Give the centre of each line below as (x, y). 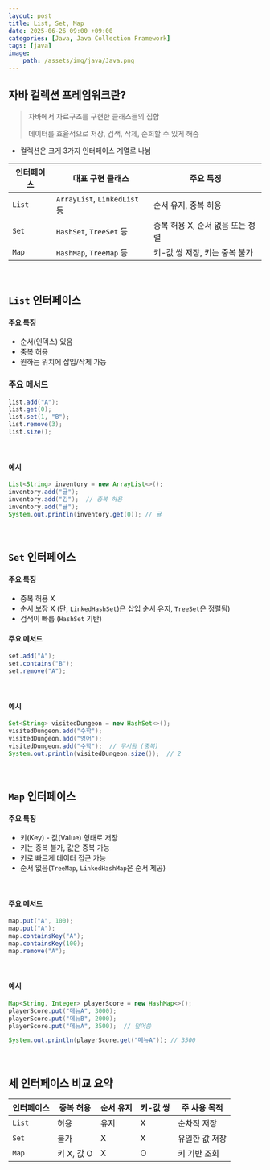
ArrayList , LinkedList (97, 198)
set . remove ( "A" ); (37, 671)
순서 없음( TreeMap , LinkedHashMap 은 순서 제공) (93, 868)
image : (19, 53)
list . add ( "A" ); (34, 402)
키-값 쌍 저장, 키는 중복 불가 (203, 252)
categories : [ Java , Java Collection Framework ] (90, 38)
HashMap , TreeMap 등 (92, 252)
